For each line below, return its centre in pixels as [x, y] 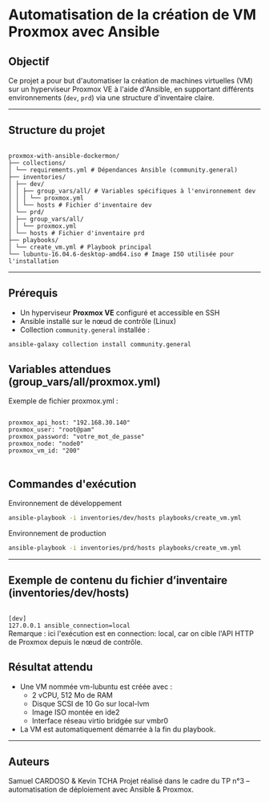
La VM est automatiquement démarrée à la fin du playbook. [118, 729]
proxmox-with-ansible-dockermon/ [64, 156]
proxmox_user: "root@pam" [51, 430]
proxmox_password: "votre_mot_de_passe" [77, 437]
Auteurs [29, 761]
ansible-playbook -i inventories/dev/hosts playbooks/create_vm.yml [125, 518]
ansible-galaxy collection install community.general [100, 344]
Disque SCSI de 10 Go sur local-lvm [90, 703]
